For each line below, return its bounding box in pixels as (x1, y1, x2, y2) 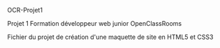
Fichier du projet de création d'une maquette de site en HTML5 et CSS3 (7, 33, 214, 41)
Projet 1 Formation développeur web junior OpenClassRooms (7, 19, 182, 27)
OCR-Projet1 (7, 6, 43, 14)
